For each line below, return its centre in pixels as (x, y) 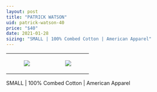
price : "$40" (22, 28)
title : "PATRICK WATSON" (37, 17)
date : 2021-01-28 (27, 34)
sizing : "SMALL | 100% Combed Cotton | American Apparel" (79, 39)
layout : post (22, 11)
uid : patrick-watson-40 (35, 22)
